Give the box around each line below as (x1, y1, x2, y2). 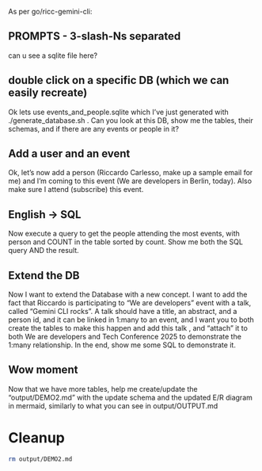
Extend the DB (8, 269, 80, 282)
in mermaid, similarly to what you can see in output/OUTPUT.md (8, 400, 218, 411)
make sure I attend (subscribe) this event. (8, 185, 144, 194)
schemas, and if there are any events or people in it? (8, 124, 180, 133)
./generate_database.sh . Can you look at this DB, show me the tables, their (8, 115, 253, 125)
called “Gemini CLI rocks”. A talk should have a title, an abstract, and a (8, 307, 237, 316)
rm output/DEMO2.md (8, 455, 73, 463)
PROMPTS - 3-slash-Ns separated (8, 29, 181, 43)
